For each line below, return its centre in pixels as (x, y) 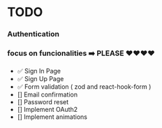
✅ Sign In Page (39, 71)
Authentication (33, 34)
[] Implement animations (52, 117)
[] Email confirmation (47, 94)
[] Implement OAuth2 (47, 110)
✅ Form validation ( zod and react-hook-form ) (84, 87)
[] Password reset (43, 102)
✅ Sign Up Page (40, 79)
